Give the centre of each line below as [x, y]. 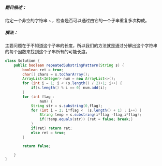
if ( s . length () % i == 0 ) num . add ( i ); [69, 88]
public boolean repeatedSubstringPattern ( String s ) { [69, 65]
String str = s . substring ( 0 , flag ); [67, 106]
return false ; [37, 146]
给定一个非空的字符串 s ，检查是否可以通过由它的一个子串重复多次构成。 [77, 20]
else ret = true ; [48, 133]
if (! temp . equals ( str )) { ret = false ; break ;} [86, 119]
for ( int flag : [39, 97]
